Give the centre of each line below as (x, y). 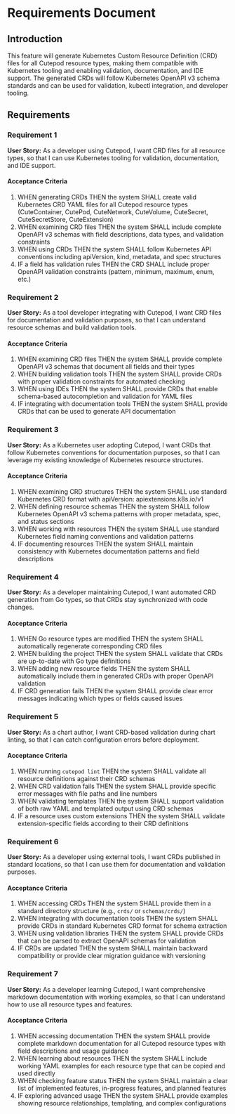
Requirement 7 (33, 974)
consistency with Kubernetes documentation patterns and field (108, 551)
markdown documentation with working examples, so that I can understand (116, 997)
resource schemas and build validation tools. (72, 327)
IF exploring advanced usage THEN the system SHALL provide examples (122, 1095)
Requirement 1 (32, 135)
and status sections (46, 521)
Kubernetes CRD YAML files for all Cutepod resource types (102, 204)
